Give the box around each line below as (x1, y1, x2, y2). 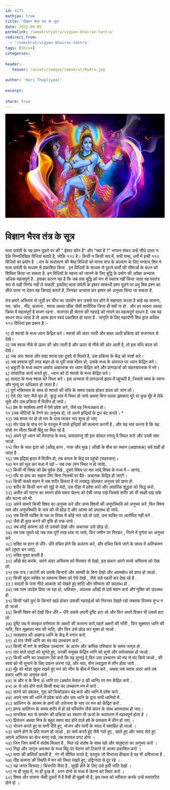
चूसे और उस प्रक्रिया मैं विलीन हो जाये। (5, 399, 67, 405)
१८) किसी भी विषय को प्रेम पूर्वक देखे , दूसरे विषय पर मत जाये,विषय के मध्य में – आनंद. (5, 467, 141, 473)
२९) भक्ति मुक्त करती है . (5, 552, 46, 558)
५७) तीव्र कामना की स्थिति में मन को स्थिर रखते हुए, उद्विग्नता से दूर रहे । (5, 757, 120, 763)
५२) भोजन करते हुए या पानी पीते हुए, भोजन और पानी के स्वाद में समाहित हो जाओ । (5, 723, 137, 729)
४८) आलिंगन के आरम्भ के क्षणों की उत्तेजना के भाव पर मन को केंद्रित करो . (5, 700, 122, 707)
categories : (5, 51, 30, 56)
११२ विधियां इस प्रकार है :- (5, 320, 49, 326)
